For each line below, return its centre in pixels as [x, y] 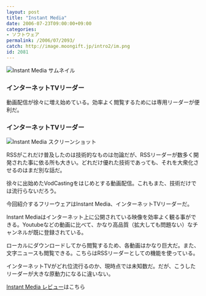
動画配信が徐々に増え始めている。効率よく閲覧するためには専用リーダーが [100, 103]
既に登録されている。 [60, 232]
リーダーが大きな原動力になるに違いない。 [60, 274]
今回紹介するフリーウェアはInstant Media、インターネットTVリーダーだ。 [100, 204]
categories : [21, 29]
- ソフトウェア [23, 35]
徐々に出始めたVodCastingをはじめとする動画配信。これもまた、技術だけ [99, 183]
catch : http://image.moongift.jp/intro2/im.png [68, 47]
